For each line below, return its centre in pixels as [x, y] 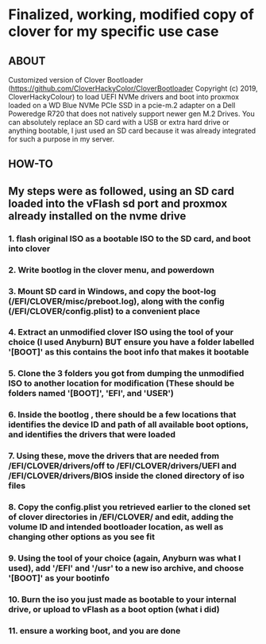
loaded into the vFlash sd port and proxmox [118, 203]
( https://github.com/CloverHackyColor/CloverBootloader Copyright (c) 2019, [133, 88]
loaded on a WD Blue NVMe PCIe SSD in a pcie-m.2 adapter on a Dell [122, 105]
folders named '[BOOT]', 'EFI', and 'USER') [91, 394]
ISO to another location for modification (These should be [121, 383]
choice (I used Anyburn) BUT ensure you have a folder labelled [131, 342]
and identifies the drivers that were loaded [92, 435]
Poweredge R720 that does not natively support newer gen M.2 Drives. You [132, 114]
